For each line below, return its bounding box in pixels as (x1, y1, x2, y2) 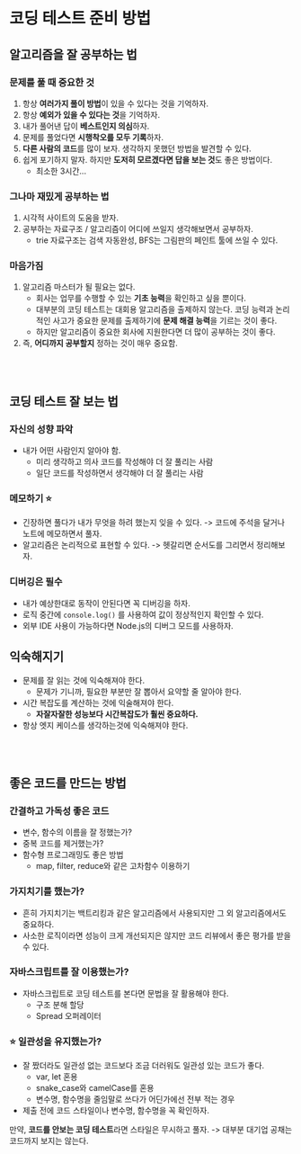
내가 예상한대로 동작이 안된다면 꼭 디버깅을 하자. (22, 597, 190, 608)
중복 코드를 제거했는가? (22, 838, 104, 849)
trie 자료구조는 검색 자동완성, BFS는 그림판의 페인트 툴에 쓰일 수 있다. (35, 235, 279, 246)
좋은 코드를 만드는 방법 (9, 775, 128, 791)
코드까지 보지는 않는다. (9, 1135, 89, 1147)
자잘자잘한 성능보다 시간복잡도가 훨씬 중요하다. (35, 708, 199, 720)
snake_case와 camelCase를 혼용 (35, 1083, 155, 1094)
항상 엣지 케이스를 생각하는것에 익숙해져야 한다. (22, 720, 189, 730)
